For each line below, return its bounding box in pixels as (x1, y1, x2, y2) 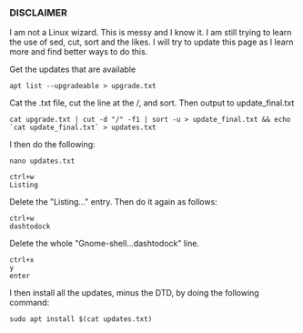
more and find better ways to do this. (9, 46, 148, 57)
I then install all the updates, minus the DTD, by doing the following (9, 288, 259, 298)
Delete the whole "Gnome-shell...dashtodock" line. (9, 238, 200, 249)
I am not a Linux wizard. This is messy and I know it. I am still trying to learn (9, 27, 292, 38)
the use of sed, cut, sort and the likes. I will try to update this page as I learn (9, 36, 294, 47)
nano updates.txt (9, 156, 76, 166)
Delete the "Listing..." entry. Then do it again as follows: (9, 197, 218, 207)
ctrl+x (9, 256, 35, 265)
